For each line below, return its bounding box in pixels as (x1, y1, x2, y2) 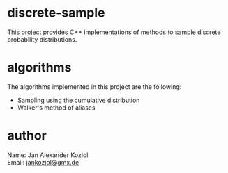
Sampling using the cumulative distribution (17, 96, 140, 104)
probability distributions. (7, 35, 77, 43)
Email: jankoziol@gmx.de (7, 158, 79, 166)
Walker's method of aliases (17, 103, 96, 112)
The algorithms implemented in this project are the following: (7, 82, 182, 91)
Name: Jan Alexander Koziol (7, 151, 89, 159)
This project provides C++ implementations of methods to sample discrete (7, 28, 221, 36)
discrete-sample (7, 5, 105, 21)
